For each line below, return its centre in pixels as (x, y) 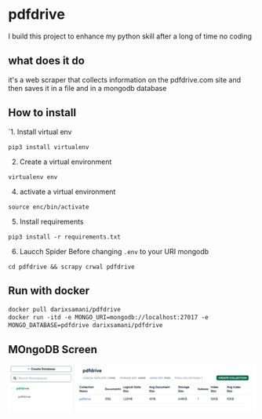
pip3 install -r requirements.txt (65, 237)
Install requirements (51, 221)
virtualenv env (33, 177)
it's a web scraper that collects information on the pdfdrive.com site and (125, 79)
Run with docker (49, 291)
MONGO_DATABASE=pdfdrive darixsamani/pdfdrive (86, 326)
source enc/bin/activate (49, 207)
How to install (42, 113)
